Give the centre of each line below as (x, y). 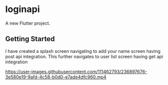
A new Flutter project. (28, 23)
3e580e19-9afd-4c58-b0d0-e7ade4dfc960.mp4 (56, 77)
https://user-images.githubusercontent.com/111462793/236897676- (76, 71)
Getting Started (30, 39)
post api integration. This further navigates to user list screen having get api (84, 56)
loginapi (23, 9)
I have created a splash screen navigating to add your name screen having (83, 51)
